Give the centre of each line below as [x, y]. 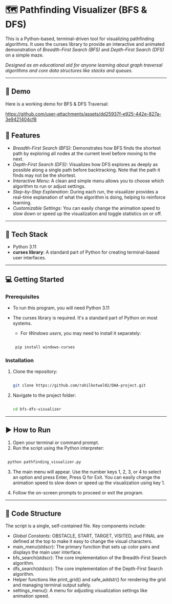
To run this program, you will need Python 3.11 [61, 308]
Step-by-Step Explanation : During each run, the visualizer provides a [85, 191]
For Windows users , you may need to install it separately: [81, 333]
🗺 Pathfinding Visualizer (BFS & [76, 10]
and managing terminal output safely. [52, 585]
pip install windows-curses [45, 347]
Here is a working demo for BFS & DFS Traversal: [57, 104]
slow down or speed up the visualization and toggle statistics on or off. [87, 214]
